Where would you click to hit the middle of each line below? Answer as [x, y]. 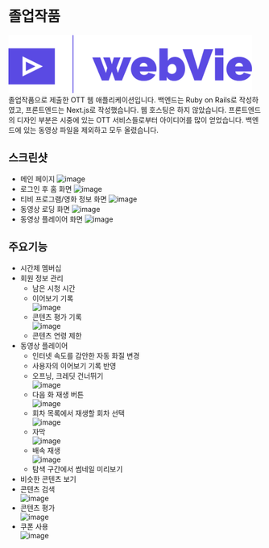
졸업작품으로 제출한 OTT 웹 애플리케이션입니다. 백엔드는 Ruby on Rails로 [123, 100]
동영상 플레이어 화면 [51, 219]
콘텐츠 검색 [37, 489]
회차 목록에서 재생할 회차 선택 [78, 413]
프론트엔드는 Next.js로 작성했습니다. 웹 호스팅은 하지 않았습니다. [126, 110]
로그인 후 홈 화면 [46, 189]
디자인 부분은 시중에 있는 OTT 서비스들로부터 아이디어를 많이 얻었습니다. [130, 120]
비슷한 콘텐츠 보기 [48, 479]
